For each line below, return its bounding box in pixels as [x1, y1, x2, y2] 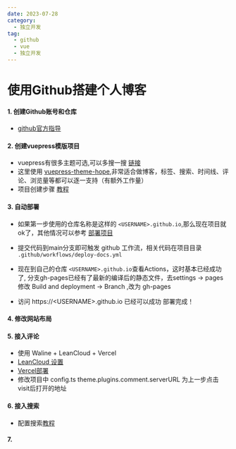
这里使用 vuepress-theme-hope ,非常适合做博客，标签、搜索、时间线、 [17, 167, 223, 176]
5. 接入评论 [7, 332, 39, 340]
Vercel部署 [17, 367, 49, 375]
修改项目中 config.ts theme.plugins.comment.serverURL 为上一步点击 [17, 375, 220, 384]
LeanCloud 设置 [17, 357, 63, 367]
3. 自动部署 [7, 202, 40, 211]
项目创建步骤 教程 [17, 185, 69, 194]
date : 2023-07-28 [7, 10, 58, 18]
